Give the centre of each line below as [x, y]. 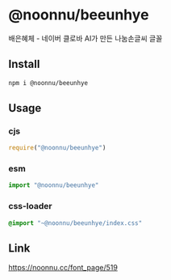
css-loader [30, 206]
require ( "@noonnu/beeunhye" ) [57, 148]
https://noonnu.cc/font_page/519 [63, 268]
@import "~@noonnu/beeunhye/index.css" [75, 223]
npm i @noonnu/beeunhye [48, 83]
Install [24, 64]
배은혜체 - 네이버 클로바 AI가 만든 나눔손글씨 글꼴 [85, 38]
